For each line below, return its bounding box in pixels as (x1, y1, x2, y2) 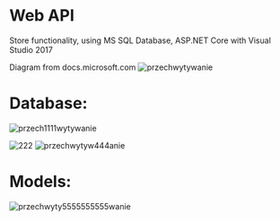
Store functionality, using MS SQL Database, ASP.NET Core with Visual (9, 35, 272, 46)
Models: (9, 172, 72, 192)
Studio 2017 (9, 44, 54, 55)
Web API (9, 5, 74, 26)
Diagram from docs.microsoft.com (9, 62, 136, 72)
